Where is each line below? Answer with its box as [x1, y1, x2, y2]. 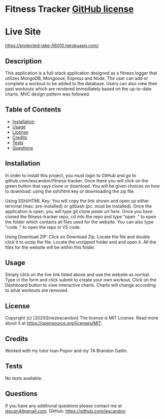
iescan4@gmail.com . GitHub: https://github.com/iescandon [5, 408, 126, 414]
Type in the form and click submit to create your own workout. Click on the [5, 277, 157, 283]
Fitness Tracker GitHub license [5, 3, 134, 15]
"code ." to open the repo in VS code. [5, 224, 81, 230]
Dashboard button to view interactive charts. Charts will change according [5, 282, 156, 288]
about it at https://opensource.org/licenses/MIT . [5, 320, 102, 326]
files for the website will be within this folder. [5, 244, 96, 250]
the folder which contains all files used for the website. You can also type [5, 219, 154, 225]
